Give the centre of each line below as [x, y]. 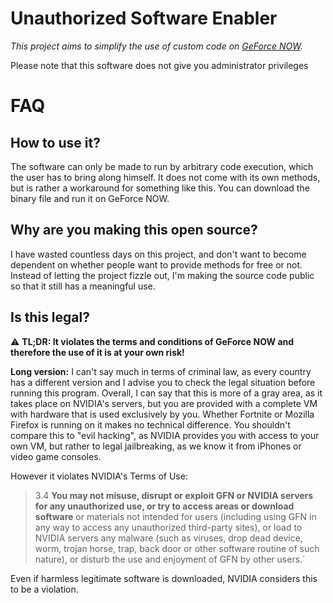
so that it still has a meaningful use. [83, 286]
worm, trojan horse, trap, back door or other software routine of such [177, 548]
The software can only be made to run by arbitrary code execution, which [162, 166]
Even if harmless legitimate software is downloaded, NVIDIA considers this [164, 578]
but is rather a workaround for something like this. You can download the [160, 188]
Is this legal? [50, 317]
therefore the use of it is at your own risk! [97, 352]
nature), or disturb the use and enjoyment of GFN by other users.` [170, 559]
